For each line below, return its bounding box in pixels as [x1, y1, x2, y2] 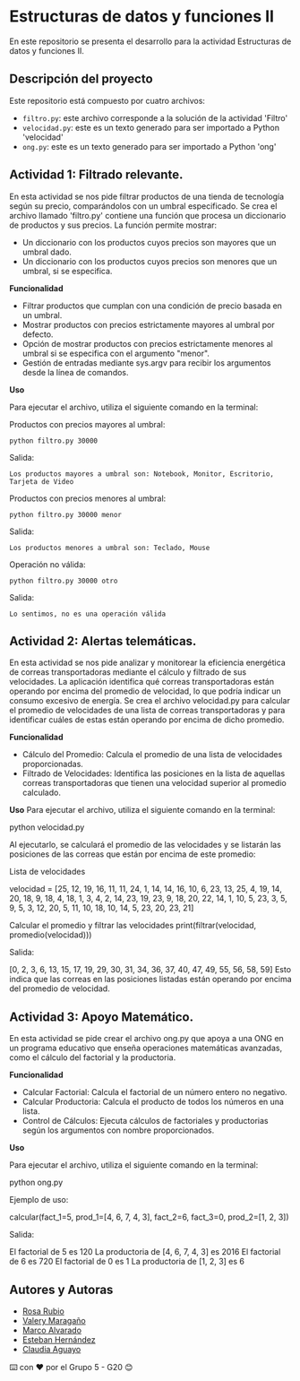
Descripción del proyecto [9, 72, 154, 87]
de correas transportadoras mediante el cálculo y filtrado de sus [9, 667, 247, 678]
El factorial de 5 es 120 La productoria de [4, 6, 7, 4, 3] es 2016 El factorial [9, 1247, 281, 1257]
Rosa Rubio [21, 1306, 64, 1316]
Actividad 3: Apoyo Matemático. [9, 1009, 194, 1024]
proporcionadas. [21, 759, 83, 770]
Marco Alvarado [21, 1325, 82, 1335]
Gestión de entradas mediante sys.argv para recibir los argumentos [21, 357, 271, 368]
